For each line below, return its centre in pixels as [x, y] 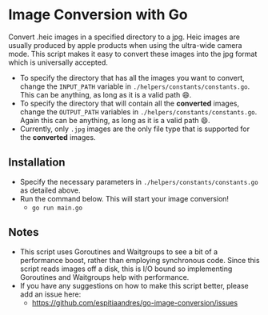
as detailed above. [50, 190]
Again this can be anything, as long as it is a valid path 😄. [115, 120]
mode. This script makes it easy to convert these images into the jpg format [133, 54]
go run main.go [57, 208]
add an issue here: [50, 294]
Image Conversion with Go [98, 15]
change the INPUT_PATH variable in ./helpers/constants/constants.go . [135, 86]
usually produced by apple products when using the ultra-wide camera [125, 45]
